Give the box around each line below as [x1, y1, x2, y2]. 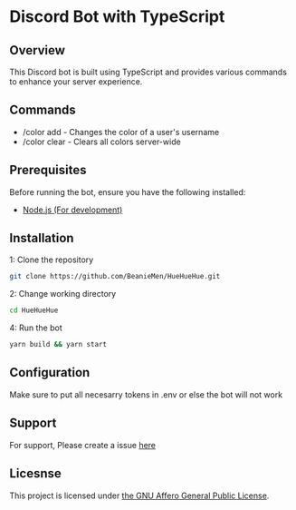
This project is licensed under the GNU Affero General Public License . [9, 490, 270, 501]
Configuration [9, 365, 91, 380]
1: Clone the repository [9, 254, 94, 265]
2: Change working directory [9, 289, 117, 299]
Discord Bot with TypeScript [9, 6, 225, 27]
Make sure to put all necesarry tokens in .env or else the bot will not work [9, 388, 283, 400]
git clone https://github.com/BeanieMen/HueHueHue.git [9, 272, 221, 281]
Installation [9, 230, 74, 246]
